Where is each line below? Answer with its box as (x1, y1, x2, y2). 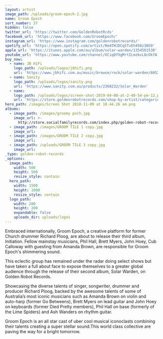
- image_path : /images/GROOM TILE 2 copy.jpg (9, 134, 103, 138)
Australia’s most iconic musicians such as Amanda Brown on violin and (5, 293, 147, 299)
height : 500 (14, 169, 38, 175)
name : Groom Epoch (5, 16, 42, 21)
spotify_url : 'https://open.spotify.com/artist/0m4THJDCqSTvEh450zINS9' (5, 43, 155, 48)
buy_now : (5, 57, 23, 62)
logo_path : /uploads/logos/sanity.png (14, 79, 92, 84)
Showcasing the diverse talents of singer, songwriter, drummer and (5, 283, 139, 289)
